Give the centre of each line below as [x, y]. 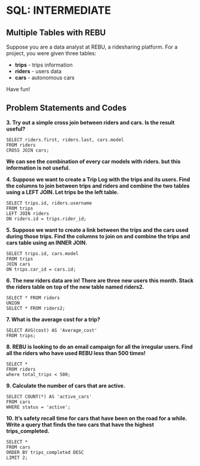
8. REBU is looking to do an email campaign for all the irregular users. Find [99, 347]
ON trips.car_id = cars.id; [41, 269]
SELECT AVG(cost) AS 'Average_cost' [52, 330]
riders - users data [38, 71]
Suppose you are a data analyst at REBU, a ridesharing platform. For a [92, 47]
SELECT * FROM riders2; [36, 308]
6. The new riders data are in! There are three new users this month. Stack [100, 280]
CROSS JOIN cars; [28, 150]
